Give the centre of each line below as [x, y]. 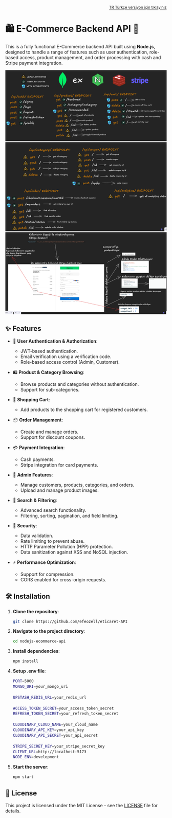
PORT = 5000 [23, 681]
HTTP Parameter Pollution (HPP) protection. [67, 546]
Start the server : [30, 767]
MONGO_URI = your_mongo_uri [40, 687]
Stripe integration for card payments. [59, 465]
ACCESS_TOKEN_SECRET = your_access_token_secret [63, 708]
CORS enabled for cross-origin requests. [63, 579]
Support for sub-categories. [50, 389]
